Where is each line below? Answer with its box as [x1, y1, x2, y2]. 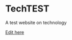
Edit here [5, 29, 25, 35]
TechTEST [5, 3, 50, 14]
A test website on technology [5, 19, 67, 25]
